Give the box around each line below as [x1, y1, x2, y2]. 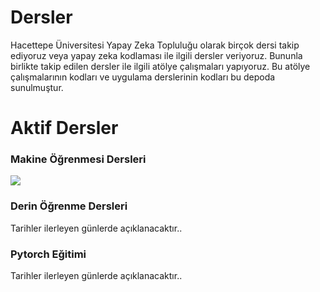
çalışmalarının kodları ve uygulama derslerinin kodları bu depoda [10, 71, 276, 83]
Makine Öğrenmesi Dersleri [10, 152, 147, 166]
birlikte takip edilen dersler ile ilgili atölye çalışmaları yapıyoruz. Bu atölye [10, 60, 311, 72]
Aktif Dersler [10, 117, 119, 140]
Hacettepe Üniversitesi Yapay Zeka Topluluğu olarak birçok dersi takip [10, 39, 300, 51]
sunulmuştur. [10, 81, 64, 93]
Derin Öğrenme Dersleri [10, 199, 128, 213]
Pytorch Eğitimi [10, 247, 87, 261]
